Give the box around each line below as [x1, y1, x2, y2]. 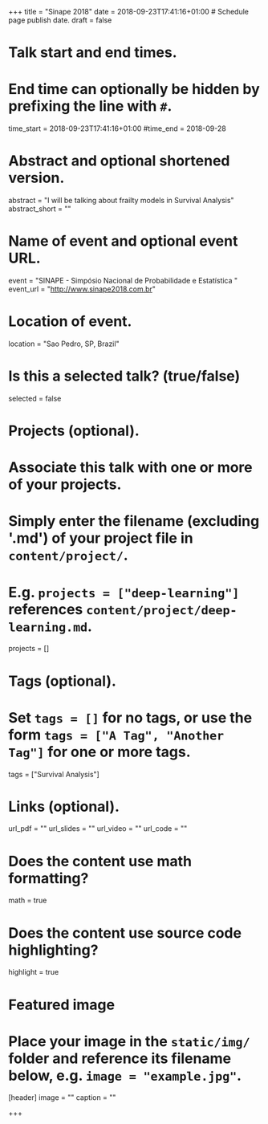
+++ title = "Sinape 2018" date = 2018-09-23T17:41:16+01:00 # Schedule [8, 7, 250, 16]
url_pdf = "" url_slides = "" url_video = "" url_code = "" [8, 824, 188, 833]
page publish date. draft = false [8, 15, 112, 25]
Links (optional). [8, 797, 120, 816]
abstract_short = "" [8, 204, 71, 214]
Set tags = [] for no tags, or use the [8, 708, 253, 727]
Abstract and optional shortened [8, 152, 230, 170]
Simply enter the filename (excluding [8, 512, 260, 531]
